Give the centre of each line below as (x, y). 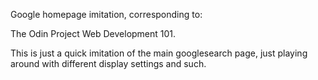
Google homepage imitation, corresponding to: (106, 14)
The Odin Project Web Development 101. (93, 33)
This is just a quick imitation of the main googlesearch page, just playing (159, 53)
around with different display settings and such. (108, 63)
